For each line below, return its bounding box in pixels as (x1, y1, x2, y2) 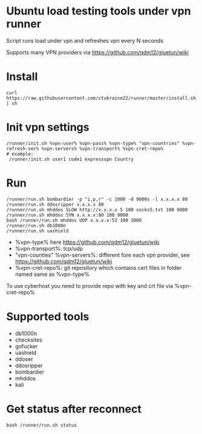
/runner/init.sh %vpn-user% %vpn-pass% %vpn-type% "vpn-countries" (6, 140, 180, 146)
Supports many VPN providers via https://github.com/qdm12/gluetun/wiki (6, 48, 189, 56)
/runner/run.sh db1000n (6, 222, 67, 229)
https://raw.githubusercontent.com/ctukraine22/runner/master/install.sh (6, 95, 197, 101)
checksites (15, 336, 42, 343)
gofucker (15, 342, 38, 349)
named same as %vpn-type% (15, 270, 90, 278)
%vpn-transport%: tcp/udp (15, 244, 83, 252)
